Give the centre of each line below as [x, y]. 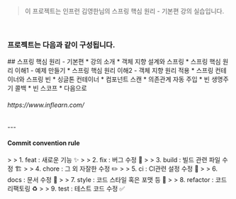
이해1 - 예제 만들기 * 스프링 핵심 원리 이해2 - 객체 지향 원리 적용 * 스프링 [114, 71]
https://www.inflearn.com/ [46, 105]
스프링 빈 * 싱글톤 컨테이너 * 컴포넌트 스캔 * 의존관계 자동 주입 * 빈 [118, 79]
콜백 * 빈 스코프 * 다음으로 [51, 89]
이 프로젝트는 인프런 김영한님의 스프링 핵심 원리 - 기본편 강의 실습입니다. [124, 11]
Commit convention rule [44, 143]
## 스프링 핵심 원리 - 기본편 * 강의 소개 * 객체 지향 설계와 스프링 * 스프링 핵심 [114, 62]
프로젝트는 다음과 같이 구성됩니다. [61, 45]
